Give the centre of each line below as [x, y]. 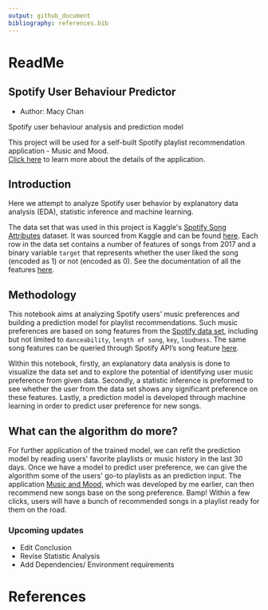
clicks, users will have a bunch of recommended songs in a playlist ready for [134, 501]
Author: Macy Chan [51, 111]
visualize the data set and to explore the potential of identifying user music [131, 372]
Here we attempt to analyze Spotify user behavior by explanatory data [124, 204]
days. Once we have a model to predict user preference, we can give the [128, 467]
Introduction [40, 184]
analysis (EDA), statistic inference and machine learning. [101, 212]
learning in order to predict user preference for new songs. [105, 406]
